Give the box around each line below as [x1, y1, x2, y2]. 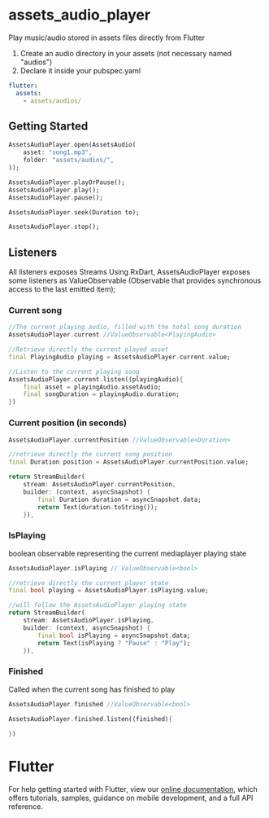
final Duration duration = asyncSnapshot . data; [37, 495, 202, 504]
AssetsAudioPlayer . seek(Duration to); [8, 208, 140, 217]
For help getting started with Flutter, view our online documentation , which [8, 785, 258, 794]
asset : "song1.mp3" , [23, 148, 93, 156]
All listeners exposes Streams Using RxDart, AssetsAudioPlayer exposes [8, 267, 250, 277]
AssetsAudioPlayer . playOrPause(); [8, 178, 126, 187]
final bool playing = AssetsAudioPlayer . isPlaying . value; [8, 587, 209, 595]
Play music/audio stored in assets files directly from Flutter [8, 33, 206, 42]
